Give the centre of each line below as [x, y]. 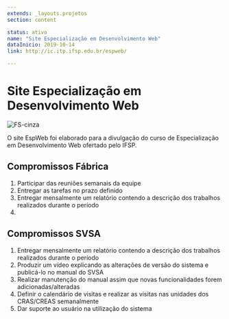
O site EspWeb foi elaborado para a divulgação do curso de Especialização [113, 138]
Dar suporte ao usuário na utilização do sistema [84, 308]
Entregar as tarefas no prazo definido [70, 190]
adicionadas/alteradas [48, 286]
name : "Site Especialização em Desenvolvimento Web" [84, 38]
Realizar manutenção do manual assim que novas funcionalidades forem [120, 279]
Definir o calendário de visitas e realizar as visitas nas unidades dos [113, 294]
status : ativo [27, 32]
